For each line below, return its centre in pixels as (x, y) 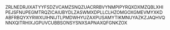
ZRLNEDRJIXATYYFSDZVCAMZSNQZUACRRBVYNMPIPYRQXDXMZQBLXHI (84, 7)
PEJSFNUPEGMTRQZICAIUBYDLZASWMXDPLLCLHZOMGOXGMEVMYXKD (84, 12)
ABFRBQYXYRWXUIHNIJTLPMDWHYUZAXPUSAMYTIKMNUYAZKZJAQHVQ (85, 17)
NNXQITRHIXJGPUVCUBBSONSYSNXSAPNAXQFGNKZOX (66, 23)
